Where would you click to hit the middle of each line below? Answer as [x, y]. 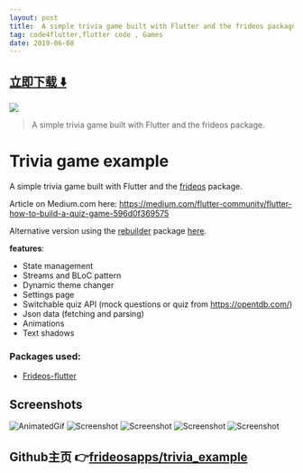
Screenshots [46, 404]
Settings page [48, 295]
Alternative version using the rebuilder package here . [108, 231]
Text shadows [48, 333]
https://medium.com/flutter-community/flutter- [206, 204]
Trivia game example [89, 161]
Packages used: [45, 356]
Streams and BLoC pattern [72, 275]
